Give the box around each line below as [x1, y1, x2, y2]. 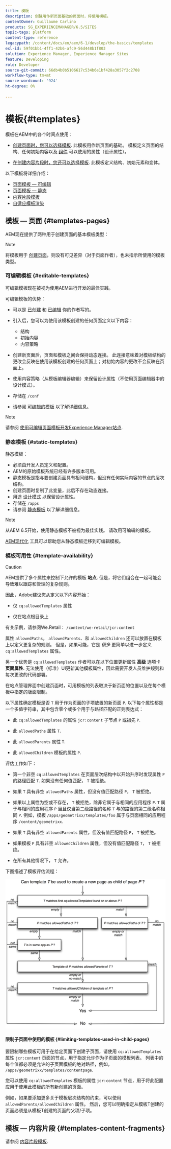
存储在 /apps [12, 500, 39, 506]
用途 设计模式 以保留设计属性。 [12, 494, 78, 500]
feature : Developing [5, 57, 49, 62]
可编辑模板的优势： [5, 295, 46, 301]
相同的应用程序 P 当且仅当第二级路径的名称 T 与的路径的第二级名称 [21, 806, 161, 812]
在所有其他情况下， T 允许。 [12, 857, 71, 863]
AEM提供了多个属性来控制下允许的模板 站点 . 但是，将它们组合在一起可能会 [5, 575, 162, 581]
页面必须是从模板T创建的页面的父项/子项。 [5, 1108, 95, 1114]
